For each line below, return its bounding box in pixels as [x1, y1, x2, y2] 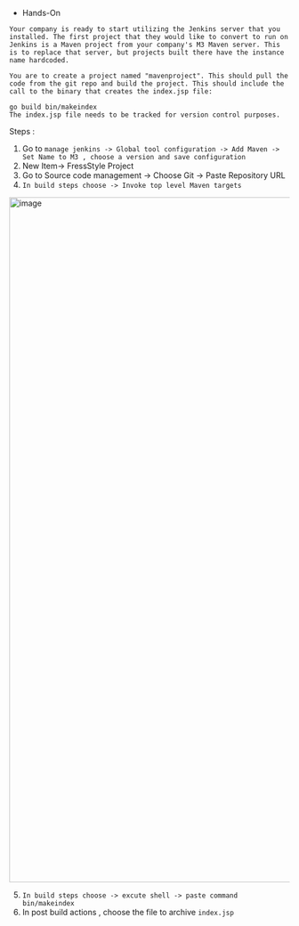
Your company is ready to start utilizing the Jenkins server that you [9, 25, 280, 34]
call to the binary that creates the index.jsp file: [9, 87, 214, 96]
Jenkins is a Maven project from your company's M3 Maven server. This [9, 40, 280, 49]
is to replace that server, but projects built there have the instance [9, 48, 285, 57]
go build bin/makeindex [9, 102, 98, 111]
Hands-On [21, 8, 61, 18]
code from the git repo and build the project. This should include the [9, 79, 285, 88]
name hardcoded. [9, 56, 69, 65]
